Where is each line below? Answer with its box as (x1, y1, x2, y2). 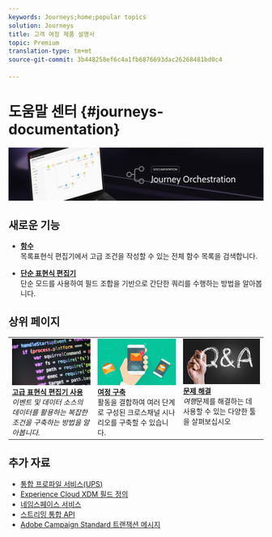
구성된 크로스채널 (105, 408, 160, 417)
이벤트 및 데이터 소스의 (11, 397, 83, 408)
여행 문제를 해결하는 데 (183, 396, 253, 406)
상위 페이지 (8, 315, 61, 328)
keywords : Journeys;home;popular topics (8, 13, 147, 21)
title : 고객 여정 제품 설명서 (8, 30, 96, 38)
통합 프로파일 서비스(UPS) (19, 479, 104, 488)
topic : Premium (8, 39, 60, 47)
